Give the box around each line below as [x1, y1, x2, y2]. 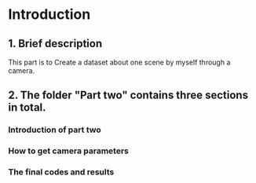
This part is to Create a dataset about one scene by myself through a [8, 57, 231, 67]
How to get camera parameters [8, 145, 130, 156]
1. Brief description [8, 37, 103, 50]
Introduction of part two [8, 124, 101, 135]
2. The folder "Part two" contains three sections [8, 89, 249, 102]
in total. [8, 101, 46, 115]
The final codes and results [8, 167, 115, 178]
